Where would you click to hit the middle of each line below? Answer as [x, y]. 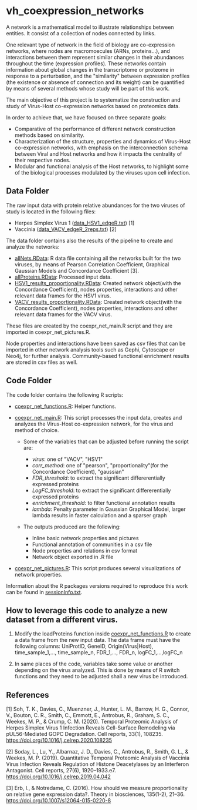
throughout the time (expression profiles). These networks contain [86, 63]
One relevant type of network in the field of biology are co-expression [91, 45]
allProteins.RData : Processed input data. [63, 277]
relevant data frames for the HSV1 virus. [63, 296]
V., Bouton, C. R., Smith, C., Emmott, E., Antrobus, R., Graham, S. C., [88, 715]
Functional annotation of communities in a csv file [92, 544]
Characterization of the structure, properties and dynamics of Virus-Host [103, 141]
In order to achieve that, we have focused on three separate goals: [86, 117]
